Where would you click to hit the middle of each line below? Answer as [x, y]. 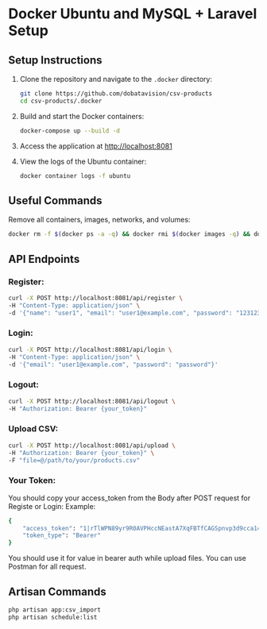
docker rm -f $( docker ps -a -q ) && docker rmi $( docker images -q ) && [129, 234]
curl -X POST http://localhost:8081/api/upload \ [92, 446]
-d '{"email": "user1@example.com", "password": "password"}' [113, 365]
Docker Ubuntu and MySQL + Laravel [133, 14]
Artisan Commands [58, 591]
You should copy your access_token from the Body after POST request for [130, 498]
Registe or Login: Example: [52, 506]
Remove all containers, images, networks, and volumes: [99, 220]
